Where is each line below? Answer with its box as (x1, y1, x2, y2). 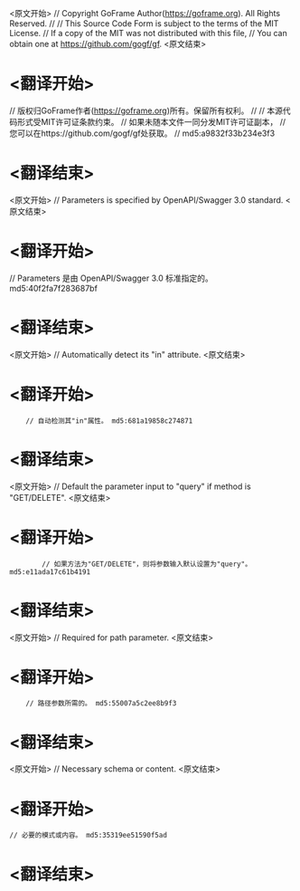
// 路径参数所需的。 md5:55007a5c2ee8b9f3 (25, 699, 177, 708)
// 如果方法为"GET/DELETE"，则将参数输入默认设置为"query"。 (42, 560, 252, 569)
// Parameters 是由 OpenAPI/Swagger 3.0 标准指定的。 (9, 273, 214, 283)
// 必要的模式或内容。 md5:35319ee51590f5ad (9, 831, 167, 840)
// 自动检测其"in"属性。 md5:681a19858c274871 (25, 416, 193, 426)
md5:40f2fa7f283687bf (9, 283, 98, 293)
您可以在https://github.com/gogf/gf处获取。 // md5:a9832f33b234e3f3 (9, 128, 276, 139)
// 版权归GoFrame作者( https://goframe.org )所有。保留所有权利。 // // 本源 (9, 105, 283, 116)
